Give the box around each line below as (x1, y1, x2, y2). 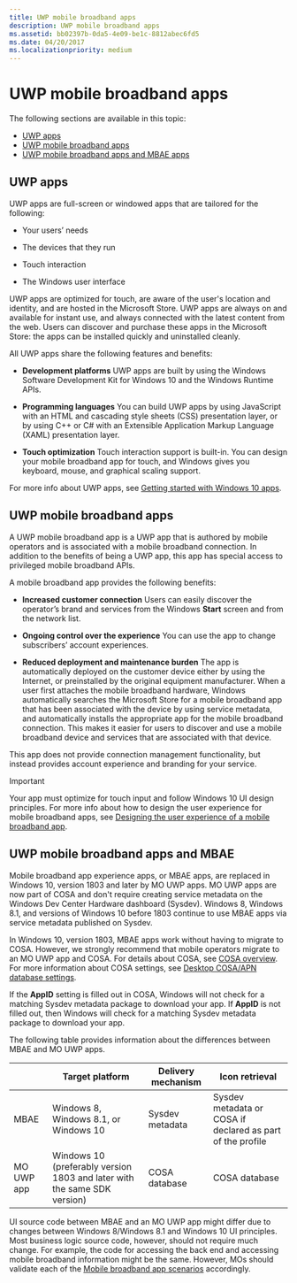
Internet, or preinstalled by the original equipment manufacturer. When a (21, 675, 286, 686)
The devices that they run (21, 242, 117, 252)
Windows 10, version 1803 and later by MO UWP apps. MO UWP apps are (9, 880, 277, 890)
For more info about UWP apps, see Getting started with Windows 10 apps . (9, 482, 282, 493)
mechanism (151, 1076, 202, 1088)
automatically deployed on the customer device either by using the (21, 665, 265, 677)
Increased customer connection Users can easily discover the (21, 594, 252, 604)
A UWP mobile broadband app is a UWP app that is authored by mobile (9, 532, 268, 542)
